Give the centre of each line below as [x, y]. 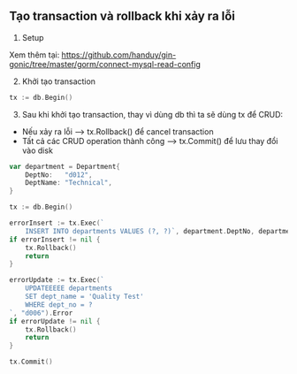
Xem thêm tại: [34, 55]
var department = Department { [65, 166]
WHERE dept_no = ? [59, 305]
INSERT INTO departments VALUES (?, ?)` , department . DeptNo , [140, 231]
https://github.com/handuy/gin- [119, 55]
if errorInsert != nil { [55, 240]
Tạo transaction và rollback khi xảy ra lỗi [122, 16]
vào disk [37, 150]
